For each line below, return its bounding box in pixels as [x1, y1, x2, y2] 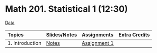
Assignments [81, 31, 114, 38]
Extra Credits [118, 31, 150, 38]
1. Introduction [7, 39, 42, 46]
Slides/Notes [46, 31, 77, 38]
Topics [7, 31, 24, 38]
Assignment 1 [81, 39, 114, 46]
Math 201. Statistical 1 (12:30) [5, 3, 128, 15]
